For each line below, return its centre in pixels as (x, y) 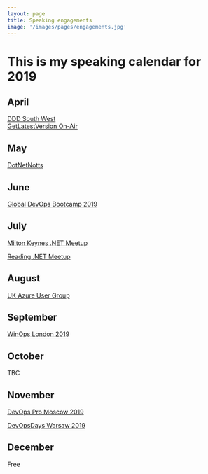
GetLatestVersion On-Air (43, 126)
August (24, 278)
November (31, 395)
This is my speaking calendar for (104, 61)
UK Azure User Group (39, 295)
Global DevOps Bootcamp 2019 (53, 204)
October (26, 356)
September (32, 318)
